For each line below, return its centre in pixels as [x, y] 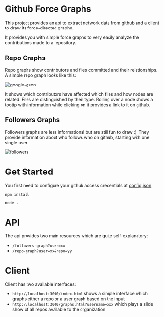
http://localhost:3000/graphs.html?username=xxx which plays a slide [82, 304]
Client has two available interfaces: [41, 284]
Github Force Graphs [48, 9]
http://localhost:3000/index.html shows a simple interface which [80, 294]
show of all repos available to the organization [59, 309]
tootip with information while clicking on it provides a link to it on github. [78, 105]
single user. [17, 142]
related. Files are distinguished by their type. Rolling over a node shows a [79, 99]
